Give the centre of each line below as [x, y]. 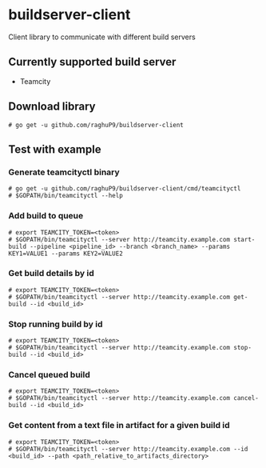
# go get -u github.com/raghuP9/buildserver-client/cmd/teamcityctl [125, 189]
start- [244, 239]
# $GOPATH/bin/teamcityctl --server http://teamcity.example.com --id [128, 449]
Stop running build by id [56, 324]
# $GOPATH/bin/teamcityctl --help [66, 196]
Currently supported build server [92, 62]
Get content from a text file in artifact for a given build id [119, 426]
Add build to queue [46, 216]
